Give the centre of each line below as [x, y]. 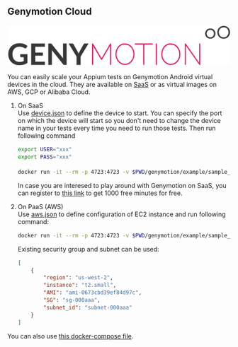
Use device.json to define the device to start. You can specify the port [120, 113]
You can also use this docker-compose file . [70, 336]
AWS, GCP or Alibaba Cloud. [49, 92]
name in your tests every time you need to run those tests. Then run [117, 128]
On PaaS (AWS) [40, 206]
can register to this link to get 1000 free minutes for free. [100, 193]
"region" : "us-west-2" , [78, 278]
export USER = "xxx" [45, 150]
